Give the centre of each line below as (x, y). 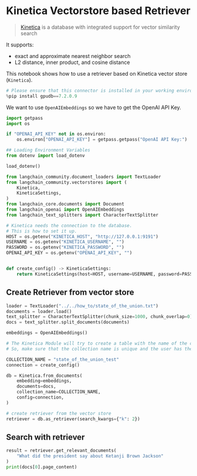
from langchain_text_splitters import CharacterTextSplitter (82, 215)
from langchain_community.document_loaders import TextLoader (84, 177)
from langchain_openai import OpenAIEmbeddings (65, 210)
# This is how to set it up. (42, 231)
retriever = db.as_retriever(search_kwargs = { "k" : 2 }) (73, 419)
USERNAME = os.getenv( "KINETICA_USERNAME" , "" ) (65, 242)
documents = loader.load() (39, 311)
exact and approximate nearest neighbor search (72, 56)
